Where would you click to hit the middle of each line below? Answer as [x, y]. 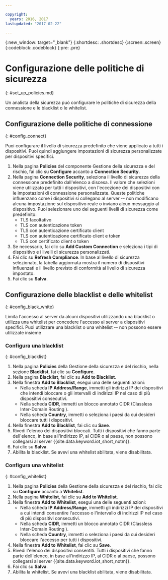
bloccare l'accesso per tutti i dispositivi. [61, 540]
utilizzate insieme [23, 332]
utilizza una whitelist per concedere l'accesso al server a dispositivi [75, 322]
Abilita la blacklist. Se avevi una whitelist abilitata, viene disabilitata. [82, 452]
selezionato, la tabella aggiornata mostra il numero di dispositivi [78, 263]
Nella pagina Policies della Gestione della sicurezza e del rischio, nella [86, 367]
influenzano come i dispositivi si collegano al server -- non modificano [86, 198]
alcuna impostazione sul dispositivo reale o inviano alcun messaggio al [86, 204]
